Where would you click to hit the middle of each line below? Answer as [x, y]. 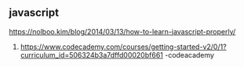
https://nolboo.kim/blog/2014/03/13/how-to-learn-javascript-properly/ [122, 31]
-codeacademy [189, 55]
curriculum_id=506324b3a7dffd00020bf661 [92, 55]
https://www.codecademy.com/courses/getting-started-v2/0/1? [123, 47]
